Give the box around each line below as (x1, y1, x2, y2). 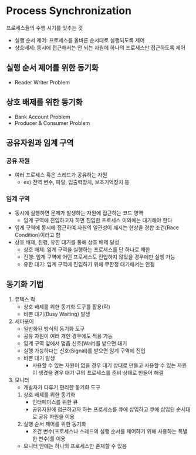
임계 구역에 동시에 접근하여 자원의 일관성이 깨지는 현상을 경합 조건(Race (14, 224, 179, 231)
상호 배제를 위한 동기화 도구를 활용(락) (23, 303, 110, 310)
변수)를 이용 (38, 435, 66, 442)
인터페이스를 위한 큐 (32, 399, 78, 406)
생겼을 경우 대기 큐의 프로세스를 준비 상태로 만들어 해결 (38, 369, 164, 376)
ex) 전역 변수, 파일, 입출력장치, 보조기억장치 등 (23, 179, 130, 186)
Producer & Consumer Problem (14, 119, 90, 127)
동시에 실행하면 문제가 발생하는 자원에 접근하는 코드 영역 (14, 209, 144, 216)
